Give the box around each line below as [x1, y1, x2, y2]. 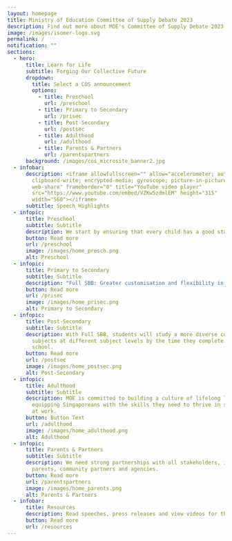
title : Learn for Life [25, 61, 91, 68]
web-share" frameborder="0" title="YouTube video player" [32, 184, 202, 190]
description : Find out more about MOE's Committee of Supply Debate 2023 [7, 23, 224, 30]
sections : [7, 49, 36, 56]
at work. [32, 408, 57, 415]
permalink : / [7, 36, 45, 43]
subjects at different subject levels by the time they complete [32, 337, 224, 344]
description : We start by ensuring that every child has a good [25, 228, 215, 235]
